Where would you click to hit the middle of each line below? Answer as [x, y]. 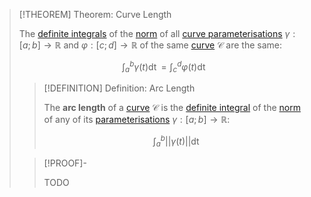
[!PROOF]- [65, 163]
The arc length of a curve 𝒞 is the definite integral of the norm [172, 108]
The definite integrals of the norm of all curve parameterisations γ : [157, 33]
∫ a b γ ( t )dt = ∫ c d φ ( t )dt [163, 67]
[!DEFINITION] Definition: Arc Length [119, 88]
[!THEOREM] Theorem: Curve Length [95, 14]
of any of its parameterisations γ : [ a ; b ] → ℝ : [137, 120]
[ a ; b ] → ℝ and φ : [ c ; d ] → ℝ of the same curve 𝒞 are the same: [150, 45]
